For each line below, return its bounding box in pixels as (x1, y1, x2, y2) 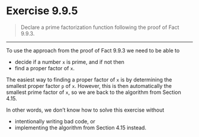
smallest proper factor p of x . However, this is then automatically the (6, 82, 172, 89)
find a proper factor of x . (14, 64, 75, 71)
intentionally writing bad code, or (14, 118, 96, 125)
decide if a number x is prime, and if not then (14, 58, 124, 66)
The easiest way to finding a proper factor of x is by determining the (6, 76, 172, 83)
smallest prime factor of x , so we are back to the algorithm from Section (6, 89, 182, 96)
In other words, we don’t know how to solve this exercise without (6, 106, 165, 113)
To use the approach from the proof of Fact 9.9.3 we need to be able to (6, 47, 180, 54)
